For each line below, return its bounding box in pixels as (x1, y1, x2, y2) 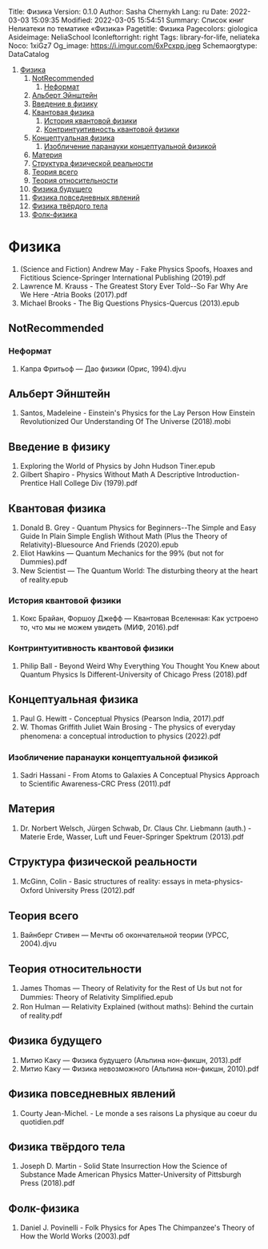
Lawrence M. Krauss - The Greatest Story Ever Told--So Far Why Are (19, 281, 249, 291)
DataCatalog (8, 50, 50, 59)
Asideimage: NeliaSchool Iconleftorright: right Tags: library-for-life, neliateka (8, 32, 260, 42)
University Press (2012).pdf (45, 886, 135, 895)
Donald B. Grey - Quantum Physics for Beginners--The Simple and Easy (19, 523, 257, 532)
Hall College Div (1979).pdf (49, 479, 138, 488)
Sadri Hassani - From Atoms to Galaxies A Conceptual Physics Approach (19, 770, 260, 780)
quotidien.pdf (19, 1117, 65, 1126)
